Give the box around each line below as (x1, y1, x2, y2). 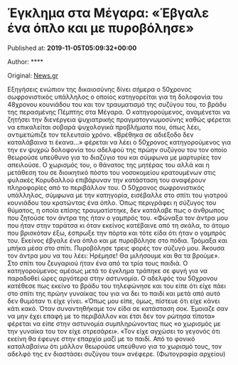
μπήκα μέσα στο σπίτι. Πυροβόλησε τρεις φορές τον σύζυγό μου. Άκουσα (7, 243, 225, 252)
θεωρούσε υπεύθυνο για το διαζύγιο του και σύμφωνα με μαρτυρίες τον (7, 153, 222, 162)
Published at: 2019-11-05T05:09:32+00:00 (7, 43, 137, 52)
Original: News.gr (7, 71, 59, 80)
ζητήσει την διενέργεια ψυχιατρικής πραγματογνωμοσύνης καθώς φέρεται (7, 115, 231, 124)
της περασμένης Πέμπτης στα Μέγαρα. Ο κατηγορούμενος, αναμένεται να (7, 107, 231, 116)
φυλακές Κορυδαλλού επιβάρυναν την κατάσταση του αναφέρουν (7, 176, 206, 184)
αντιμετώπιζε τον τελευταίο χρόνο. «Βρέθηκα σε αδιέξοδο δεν (7, 130, 194, 139)
